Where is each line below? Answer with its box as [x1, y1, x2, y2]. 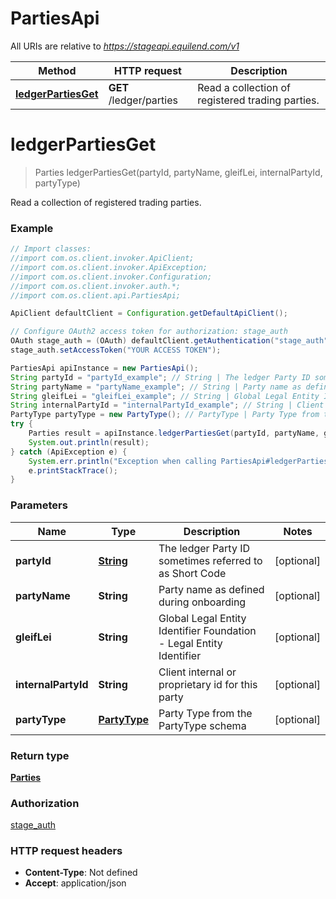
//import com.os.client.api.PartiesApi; [10, 290, 182, 301]
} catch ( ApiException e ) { [10, 447, 128, 457]
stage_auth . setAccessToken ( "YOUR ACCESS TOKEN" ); [10, 345, 222, 356]
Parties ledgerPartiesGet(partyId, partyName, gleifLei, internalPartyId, [34, 166, 323, 178]
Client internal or [158, 665, 237, 679]
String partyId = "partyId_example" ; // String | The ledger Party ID [10, 372, 311, 382]
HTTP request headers [10, 844, 123, 858]
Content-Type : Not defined [24, 867, 138, 879]
